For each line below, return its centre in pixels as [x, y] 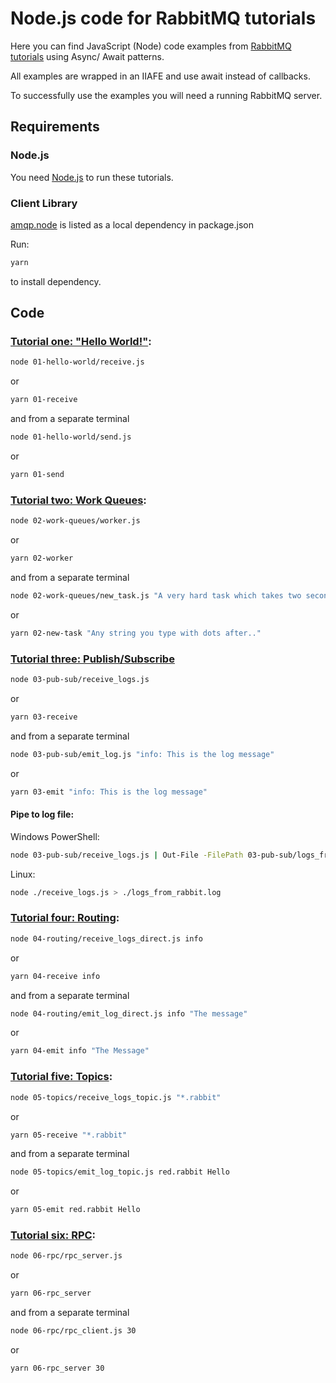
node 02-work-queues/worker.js [75, 521]
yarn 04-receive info [55, 976]
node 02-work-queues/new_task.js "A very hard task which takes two [156, 596]
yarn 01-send [37, 475]
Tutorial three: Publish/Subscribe [92, 659]
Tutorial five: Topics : [61, 1077]
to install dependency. [56, 281]
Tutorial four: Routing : [65, 918]
